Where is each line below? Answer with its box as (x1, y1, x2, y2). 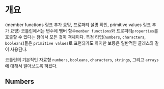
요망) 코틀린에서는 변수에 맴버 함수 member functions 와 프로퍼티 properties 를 (10, 28, 159, 33)
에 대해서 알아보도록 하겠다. (5, 62, 58, 69)
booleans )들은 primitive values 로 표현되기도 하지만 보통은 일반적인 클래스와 (5, 40, 154, 46)
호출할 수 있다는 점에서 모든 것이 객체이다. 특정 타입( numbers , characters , (5, 34, 146, 40)
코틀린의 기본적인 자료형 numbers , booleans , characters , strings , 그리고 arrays (5, 57, 159, 62)
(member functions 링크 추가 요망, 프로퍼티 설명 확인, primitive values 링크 (5, 22, 151, 28)
